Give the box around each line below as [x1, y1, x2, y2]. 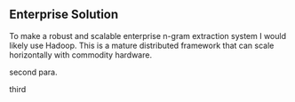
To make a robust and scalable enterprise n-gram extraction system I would [9, 30, 287, 41]
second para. [9, 67, 58, 77]
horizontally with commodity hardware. [9, 49, 153, 60]
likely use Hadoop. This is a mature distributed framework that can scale [9, 40, 275, 51]
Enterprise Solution [9, 7, 119, 22]
